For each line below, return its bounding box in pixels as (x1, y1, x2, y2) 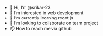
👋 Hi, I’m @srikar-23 (9, 5, 51, 10)
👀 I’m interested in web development (9, 10, 84, 16)
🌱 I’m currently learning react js (9, 15, 74, 20)
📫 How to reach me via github (9, 26, 72, 31)
